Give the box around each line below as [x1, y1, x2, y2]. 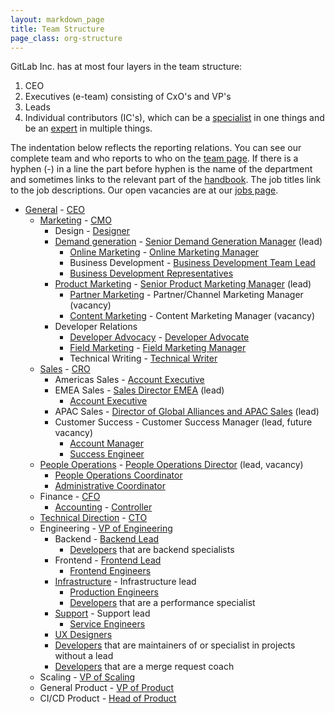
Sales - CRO [39, 363, 91, 375]
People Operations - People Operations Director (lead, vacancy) [39, 459, 304, 471]
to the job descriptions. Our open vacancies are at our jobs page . [10, 184, 279, 196]
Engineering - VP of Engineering [39, 522, 173, 535]
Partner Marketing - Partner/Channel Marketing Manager [69, 289, 304, 301]
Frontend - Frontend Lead [54, 554, 162, 566]
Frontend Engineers [69, 565, 152, 577]
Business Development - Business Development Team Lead [69, 257, 316, 269]
